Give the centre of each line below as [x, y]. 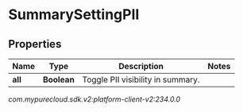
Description [141, 66]
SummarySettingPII [74, 15]
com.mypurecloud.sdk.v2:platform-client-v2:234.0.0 [94, 99]
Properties [35, 44]
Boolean [59, 79]
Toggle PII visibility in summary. [141, 79]
